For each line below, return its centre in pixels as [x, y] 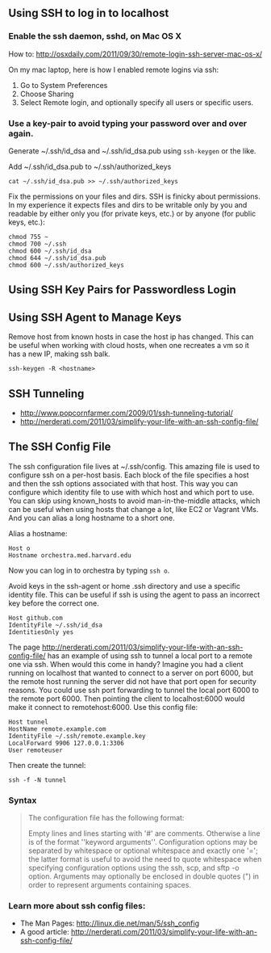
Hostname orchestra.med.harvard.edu [70, 555]
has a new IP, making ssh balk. [59, 354]
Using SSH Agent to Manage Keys [95, 317]
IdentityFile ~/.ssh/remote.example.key [77, 736]
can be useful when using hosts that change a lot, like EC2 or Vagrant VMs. [133, 509]
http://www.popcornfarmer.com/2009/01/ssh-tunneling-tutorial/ [127, 413]
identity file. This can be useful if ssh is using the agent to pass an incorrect [134, 594]
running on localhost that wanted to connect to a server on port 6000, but [131, 673]
